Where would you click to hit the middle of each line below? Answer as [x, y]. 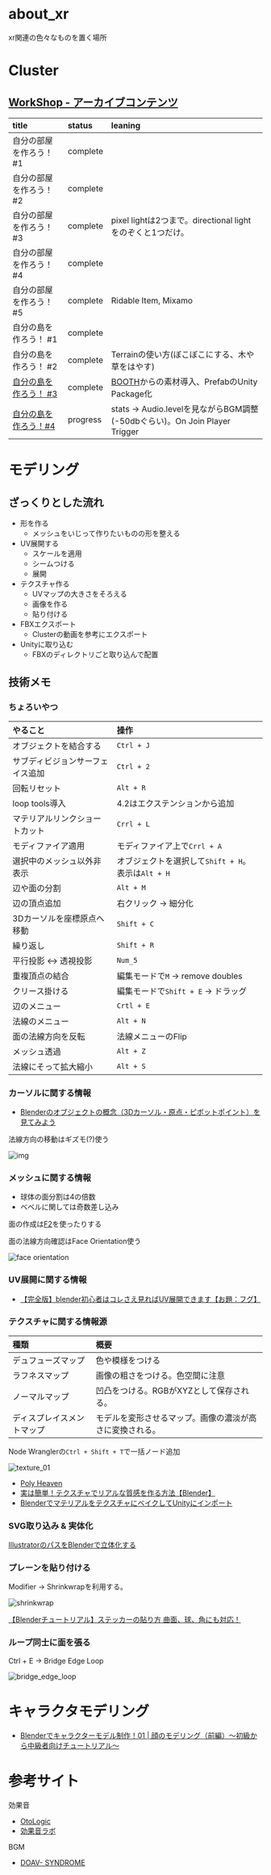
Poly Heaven [41, 1483]
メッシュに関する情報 [50, 1178]
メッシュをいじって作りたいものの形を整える [106, 533]
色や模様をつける [128, 1360]
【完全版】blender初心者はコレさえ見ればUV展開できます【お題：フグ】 [140, 1299]
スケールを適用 [57, 553]
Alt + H [156, 873]
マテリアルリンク [45, 818]
